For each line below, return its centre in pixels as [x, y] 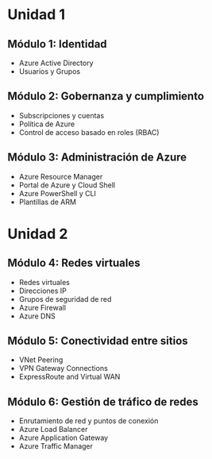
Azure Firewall [42, 307]
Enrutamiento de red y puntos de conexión [89, 421]
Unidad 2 [38, 234]
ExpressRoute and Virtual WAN [69, 377]
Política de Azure [47, 124]
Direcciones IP [42, 291]
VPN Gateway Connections [63, 368]
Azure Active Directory [56, 63]
